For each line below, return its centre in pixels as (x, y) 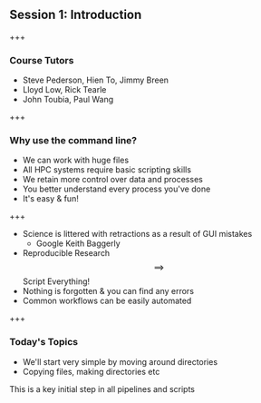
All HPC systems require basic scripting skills (107, 170)
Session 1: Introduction (76, 15)
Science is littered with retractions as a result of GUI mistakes (137, 234)
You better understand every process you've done (116, 189)
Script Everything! (56, 281)
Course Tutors (42, 60)
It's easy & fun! (50, 199)
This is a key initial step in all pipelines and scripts (102, 388)
